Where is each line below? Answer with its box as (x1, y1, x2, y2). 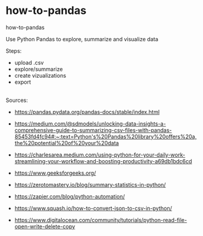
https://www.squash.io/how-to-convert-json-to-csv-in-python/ (14, 204, 172, 212)
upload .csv (14, 59, 44, 66)
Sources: (5, 96, 28, 104)
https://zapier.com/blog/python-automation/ (14, 192, 125, 200)
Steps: (5, 47, 22, 55)
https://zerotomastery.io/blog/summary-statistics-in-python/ (14, 181, 166, 188)
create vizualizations (14, 72, 67, 79)
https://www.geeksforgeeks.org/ (14, 169, 96, 177)
